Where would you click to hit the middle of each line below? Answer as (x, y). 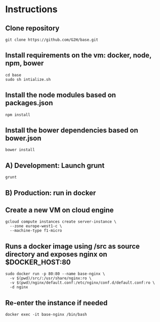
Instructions (31, 9)
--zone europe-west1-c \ (36, 226)
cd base (13, 75)
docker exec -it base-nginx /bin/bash (46, 315)
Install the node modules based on (61, 95)
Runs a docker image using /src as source (73, 246)
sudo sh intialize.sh (28, 79)
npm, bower (25, 63)
